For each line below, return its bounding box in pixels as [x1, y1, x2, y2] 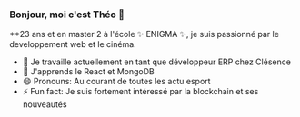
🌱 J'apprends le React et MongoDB [22, 66, 155, 77]
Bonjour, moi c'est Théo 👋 [9, 8, 125, 21]
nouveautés [22, 99, 67, 110]
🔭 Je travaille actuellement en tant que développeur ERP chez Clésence [22, 56, 291, 67]
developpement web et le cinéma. [9, 39, 136, 50]
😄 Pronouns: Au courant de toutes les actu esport [22, 76, 211, 87]
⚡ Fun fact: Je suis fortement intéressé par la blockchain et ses [22, 86, 259, 97]
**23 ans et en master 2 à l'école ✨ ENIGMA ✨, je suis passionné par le [9, 29, 280, 40]
